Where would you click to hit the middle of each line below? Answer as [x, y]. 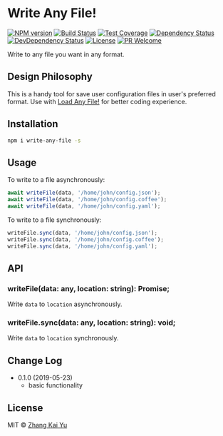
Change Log [35, 361]
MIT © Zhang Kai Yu [37, 425]
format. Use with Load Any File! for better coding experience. [97, 101]
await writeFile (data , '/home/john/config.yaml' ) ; [84, 206]
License [25, 408]
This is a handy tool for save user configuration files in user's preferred [111, 93]
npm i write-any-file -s [44, 141]
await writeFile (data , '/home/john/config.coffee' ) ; [87, 200]
